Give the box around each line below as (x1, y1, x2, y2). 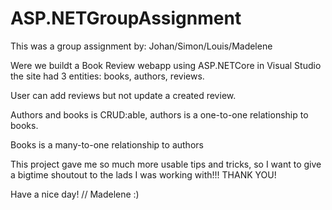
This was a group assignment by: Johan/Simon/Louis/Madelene (10, 40, 273, 52)
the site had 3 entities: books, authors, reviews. (10, 70, 205, 82)
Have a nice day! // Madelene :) (10, 188, 140, 200)
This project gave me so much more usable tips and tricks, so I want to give (10, 158, 322, 170)
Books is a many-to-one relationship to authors (10, 138, 204, 151)
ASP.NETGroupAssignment (10, 7, 242, 30)
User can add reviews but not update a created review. (10, 89, 237, 101)
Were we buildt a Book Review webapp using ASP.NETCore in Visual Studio (10, 59, 322, 71)
